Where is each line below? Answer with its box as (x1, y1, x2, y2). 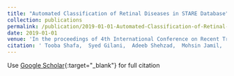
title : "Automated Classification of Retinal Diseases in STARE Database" (7, 10, 229, 17)
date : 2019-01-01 (7, 29, 58, 37)
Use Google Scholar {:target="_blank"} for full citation (7, 61, 160, 69)
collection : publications (7, 17, 82, 23)
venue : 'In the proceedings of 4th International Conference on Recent (7, 36, 219, 43)
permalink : (7, 23, 39, 30)
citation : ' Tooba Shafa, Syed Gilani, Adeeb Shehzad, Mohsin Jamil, (7, 42, 223, 49)
